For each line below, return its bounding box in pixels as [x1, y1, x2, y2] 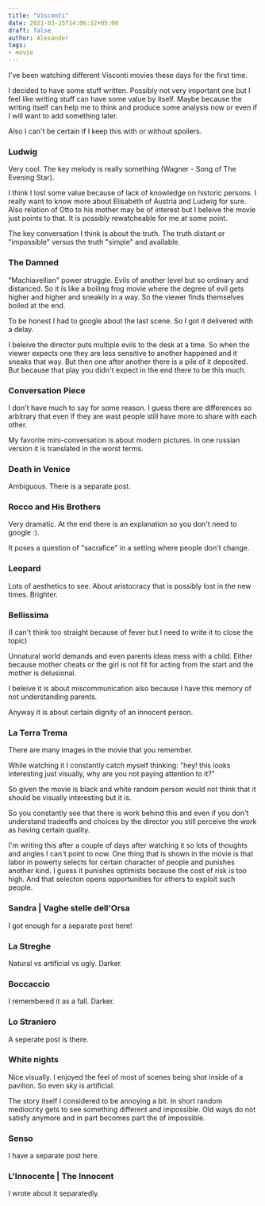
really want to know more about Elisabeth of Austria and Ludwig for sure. [8, 196, 247, 207]
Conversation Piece [8, 385, 86, 396]
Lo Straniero [8, 1016, 57, 1027]
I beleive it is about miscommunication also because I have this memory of [8, 684, 252, 694]
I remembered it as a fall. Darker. [8, 996, 115, 1006]
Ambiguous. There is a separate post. [8, 481, 131, 491]
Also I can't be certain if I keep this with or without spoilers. [8, 126, 202, 136]
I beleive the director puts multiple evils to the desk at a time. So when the [8, 339, 250, 350]
